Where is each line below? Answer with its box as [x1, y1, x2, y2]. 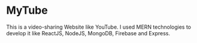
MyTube [6, 4, 48, 17]
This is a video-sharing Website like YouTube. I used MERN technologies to [6, 23, 192, 30]
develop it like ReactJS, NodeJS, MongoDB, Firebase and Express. [6, 29, 171, 36]
